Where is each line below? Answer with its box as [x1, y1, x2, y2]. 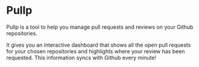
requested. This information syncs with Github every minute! [6, 54, 157, 61]
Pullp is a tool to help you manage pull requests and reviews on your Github [6, 23, 194, 31]
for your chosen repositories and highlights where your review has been [6, 47, 185, 54]
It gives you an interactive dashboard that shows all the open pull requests [6, 41, 191, 48]
